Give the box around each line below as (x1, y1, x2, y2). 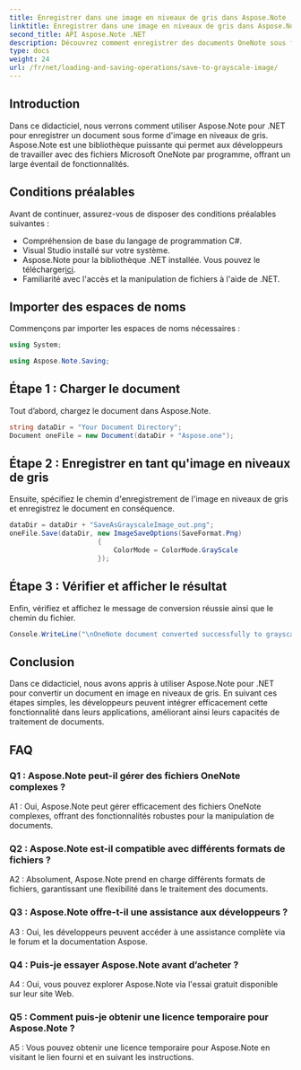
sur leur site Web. (9, 988, 74, 999)
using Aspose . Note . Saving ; (9, 356, 110, 366)
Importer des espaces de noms (9, 299, 186, 314)
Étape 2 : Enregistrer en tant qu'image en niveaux (9, 456, 291, 471)
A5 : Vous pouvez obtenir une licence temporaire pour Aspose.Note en (9, 1042, 271, 1053)
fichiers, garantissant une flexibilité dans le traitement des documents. (9, 883, 269, 894)
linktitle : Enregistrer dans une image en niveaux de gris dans (9, 22, 254, 31)
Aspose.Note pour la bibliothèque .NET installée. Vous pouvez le (21, 254, 261, 265)
